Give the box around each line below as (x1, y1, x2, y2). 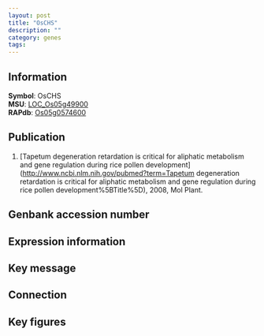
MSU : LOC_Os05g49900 (8, 99, 89, 109)
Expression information (8, 234, 126, 248)
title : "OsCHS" (8, 19, 58, 27)
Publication (8, 131, 65, 144)
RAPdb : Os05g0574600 (8, 107, 87, 117)
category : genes (8, 33, 61, 42)
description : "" (8, 26, 61, 34)
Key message (8, 261, 76, 274)
